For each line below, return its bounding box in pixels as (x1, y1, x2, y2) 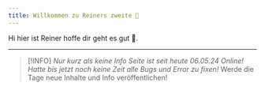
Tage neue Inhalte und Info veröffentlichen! (27, 73, 168, 82)
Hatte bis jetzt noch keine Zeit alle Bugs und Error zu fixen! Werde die (27, 64, 254, 73)
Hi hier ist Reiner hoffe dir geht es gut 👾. (8, 33, 139, 43)
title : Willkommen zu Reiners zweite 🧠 (8, 11, 140, 20)
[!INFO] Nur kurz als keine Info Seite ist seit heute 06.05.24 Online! (27, 56, 244, 66)
